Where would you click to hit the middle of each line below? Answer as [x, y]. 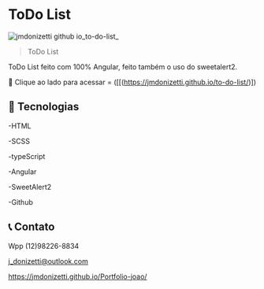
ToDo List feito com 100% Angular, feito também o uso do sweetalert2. [123, 67]
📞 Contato [32, 227]
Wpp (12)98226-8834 [44, 246]
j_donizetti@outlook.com [48, 261]
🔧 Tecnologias [44, 107]
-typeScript [27, 156]
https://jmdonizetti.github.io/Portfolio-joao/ [78, 276]
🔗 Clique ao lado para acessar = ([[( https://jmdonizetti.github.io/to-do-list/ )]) [132, 82]
